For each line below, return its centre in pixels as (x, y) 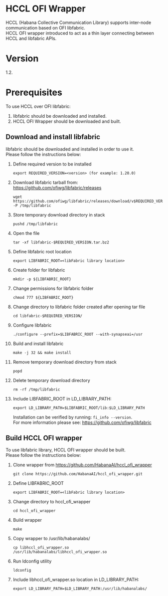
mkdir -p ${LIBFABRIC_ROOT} (42, 279)
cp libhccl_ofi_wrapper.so (41, 548)
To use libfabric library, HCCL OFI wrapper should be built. (66, 450)
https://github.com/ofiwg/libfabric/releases (57, 188)
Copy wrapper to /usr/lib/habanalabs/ (51, 539)
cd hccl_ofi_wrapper (34, 511)
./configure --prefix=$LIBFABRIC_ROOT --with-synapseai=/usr (78, 334)
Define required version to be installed (52, 164)
